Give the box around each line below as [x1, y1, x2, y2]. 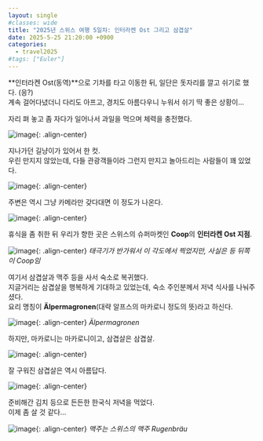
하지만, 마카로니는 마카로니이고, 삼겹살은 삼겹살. [8, 333, 155, 343]
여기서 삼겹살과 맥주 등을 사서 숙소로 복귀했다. [8, 272, 149, 282]
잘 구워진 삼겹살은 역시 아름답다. [8, 366, 108, 375]
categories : [8, 41, 47, 49]
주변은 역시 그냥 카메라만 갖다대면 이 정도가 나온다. [8, 197, 163, 206]
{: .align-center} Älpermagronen [35, 317, 140, 326]
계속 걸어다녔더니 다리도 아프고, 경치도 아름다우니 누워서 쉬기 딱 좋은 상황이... [8, 97, 245, 107]
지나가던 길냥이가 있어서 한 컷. [8, 146, 100, 155]
